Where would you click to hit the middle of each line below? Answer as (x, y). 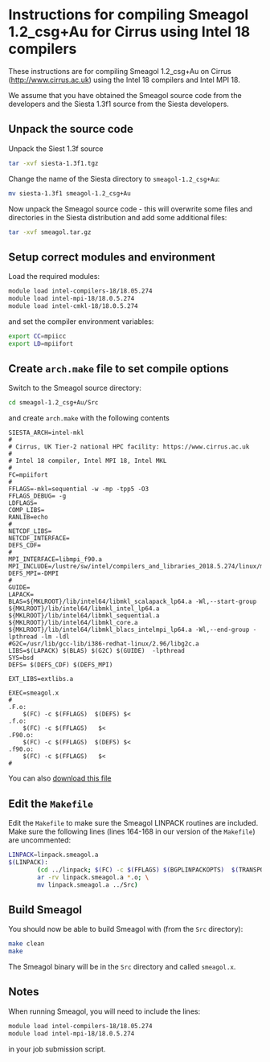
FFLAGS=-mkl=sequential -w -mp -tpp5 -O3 (79, 489)
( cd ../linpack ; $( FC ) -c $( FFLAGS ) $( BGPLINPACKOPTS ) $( (138, 870)
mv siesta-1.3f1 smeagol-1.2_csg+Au (70, 193)
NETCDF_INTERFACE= (39, 539)
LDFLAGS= (23, 503)
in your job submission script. (57, 1049)
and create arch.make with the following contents (89, 418)
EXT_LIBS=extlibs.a (41, 679)
